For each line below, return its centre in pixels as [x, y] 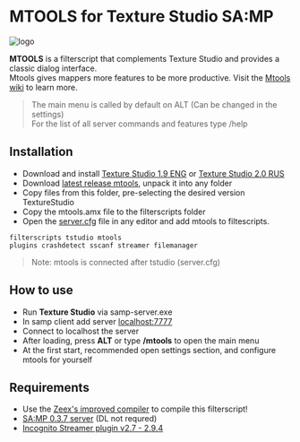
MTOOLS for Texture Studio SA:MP [142, 17]
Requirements [49, 387]
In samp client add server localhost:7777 [97, 321]
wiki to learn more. [43, 87]
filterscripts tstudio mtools [66, 238]
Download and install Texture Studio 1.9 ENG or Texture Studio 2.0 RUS [153, 173]
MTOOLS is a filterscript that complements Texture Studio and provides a [145, 58]
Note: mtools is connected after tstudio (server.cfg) [126, 262]
